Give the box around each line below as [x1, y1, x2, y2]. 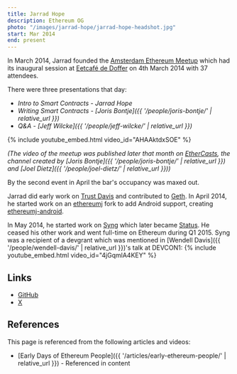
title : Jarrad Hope [7, 10, 65, 18]
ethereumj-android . [7, 207, 64, 215]
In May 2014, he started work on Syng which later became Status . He [7, 221, 210, 230]
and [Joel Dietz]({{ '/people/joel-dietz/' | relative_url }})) [7, 164, 171, 173]
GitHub [17, 290, 39, 299]
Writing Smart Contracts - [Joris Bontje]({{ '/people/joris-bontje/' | [17, 107, 212, 115]
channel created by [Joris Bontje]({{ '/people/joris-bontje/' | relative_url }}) [7, 157, 226, 166]
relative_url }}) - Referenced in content [17, 358, 131, 367]
